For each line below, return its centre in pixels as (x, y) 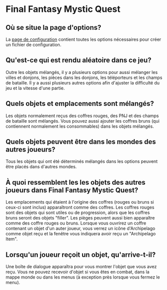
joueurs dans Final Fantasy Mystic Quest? (72, 190)
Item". (12, 239)
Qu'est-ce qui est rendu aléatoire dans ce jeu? (79, 60)
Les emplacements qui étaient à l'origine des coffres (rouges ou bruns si (80, 202)
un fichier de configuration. (34, 45)
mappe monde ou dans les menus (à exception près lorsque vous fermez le (83, 277)
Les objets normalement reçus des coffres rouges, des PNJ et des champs (82, 116)
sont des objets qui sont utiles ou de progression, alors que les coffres (78, 213)
